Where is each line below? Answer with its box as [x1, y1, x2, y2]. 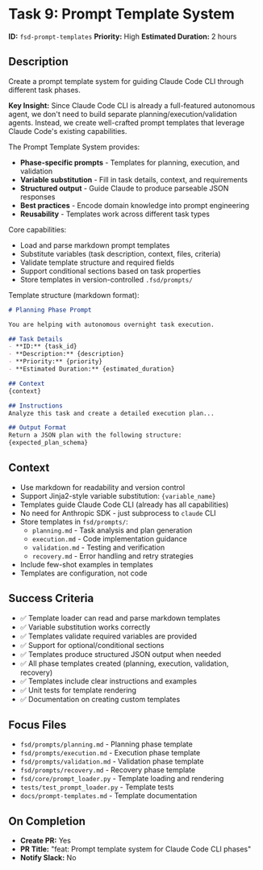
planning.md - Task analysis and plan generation [31, 525, 193, 535]
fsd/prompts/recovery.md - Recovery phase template [19, 765, 196, 775]
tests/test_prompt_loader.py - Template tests [19, 782, 174, 792]
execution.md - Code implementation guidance [31, 533, 187, 543]
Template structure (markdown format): [8, 290, 140, 299]
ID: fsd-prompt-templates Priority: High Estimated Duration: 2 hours [8, 31, 237, 41]
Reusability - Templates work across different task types [19, 209, 210, 219]
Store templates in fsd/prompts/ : [19, 517, 128, 526]
